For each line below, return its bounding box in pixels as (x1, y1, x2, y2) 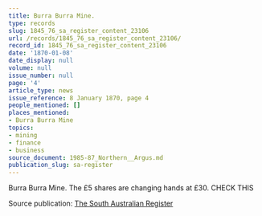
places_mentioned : (8, 109, 70, 117)
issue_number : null (8, 71, 74, 79)
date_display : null (8, 57, 74, 65)
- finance (8, 138, 42, 147)
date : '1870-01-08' (8, 49, 74, 57)
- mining (8, 131, 38, 139)
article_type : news (8, 86, 74, 95)
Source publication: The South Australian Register (8, 198, 174, 209)
